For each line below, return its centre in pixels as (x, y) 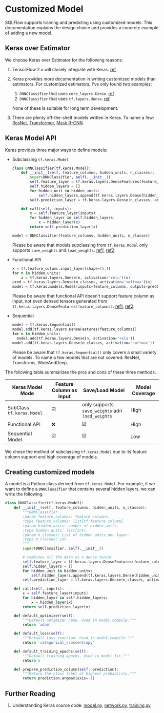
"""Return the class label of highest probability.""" (80, 674)
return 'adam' (37, 625)
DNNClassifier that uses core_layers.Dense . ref (67, 93)
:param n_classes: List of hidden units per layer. (76, 535)
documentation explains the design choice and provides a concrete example (82, 27)
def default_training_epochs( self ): (51, 651)
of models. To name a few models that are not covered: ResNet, (76, 357)
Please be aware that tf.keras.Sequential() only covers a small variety (84, 352)
